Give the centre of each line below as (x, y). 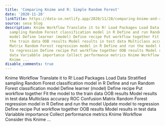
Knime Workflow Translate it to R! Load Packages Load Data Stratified (76, 78)
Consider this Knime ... (28, 120)
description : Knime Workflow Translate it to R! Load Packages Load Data (82, 28)
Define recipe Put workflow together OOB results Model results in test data (81, 109)
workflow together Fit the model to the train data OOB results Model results (81, 94)
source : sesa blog (24, 23)
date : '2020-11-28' (25, 14)
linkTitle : (16, 19)
